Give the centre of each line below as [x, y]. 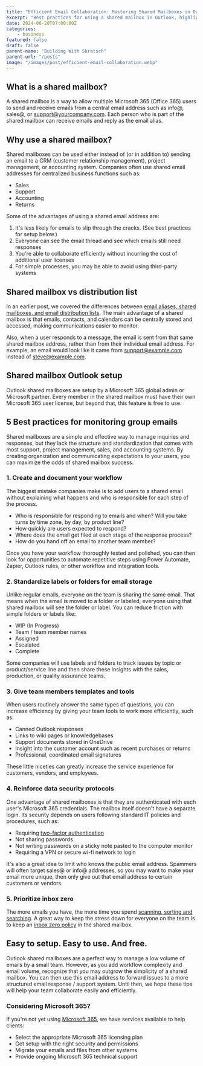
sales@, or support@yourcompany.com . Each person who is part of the [95, 114]
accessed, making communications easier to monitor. [72, 325]
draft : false [23, 46]
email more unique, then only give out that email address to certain [89, 876]
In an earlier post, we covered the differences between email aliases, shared [101, 306]
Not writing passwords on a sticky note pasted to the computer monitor [104, 845]
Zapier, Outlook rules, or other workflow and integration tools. [83, 566]
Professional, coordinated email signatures [68, 755]
